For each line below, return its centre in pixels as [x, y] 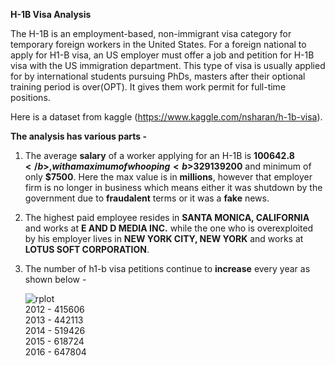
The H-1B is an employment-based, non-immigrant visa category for [151, 33]
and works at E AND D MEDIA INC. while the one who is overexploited [169, 228]
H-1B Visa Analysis [51, 14]
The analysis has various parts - [79, 136]
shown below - [55, 279]
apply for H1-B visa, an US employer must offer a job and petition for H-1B [162, 55]
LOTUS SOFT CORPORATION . [87, 249]
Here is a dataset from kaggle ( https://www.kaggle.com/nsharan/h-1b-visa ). [166, 117]
